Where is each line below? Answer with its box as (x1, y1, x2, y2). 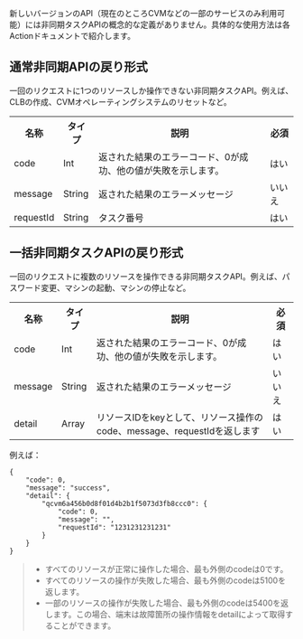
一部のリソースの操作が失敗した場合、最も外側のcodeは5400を (44, 597, 281, 608)
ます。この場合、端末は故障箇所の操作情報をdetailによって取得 (52, 608, 286, 619)
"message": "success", (25, 483, 111, 493)
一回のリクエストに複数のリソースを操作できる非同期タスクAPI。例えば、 (9, 270, 282, 282)
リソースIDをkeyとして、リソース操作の (96, 410, 263, 423)
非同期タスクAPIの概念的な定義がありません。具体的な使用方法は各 (40, 19, 290, 30)
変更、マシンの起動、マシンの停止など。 (40, 282, 191, 293)
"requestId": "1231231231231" (57, 522, 171, 531)
